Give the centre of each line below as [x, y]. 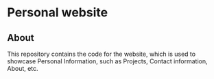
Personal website [58, 13]
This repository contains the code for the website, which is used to [102, 54]
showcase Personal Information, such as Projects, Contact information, [107, 61]
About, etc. [23, 68]
